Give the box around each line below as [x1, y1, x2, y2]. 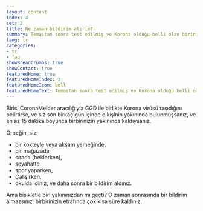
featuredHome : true [6, 71, 56, 77]
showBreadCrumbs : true [6, 59, 63, 65]
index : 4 [6, 15, 28, 21]
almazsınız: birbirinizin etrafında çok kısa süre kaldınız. [6, 198, 142, 205]
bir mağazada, [14, 147, 51, 155]
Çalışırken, [14, 173, 42, 180]
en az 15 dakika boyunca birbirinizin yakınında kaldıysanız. [6, 117, 152, 124]
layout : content [6, 8, 47, 15]
